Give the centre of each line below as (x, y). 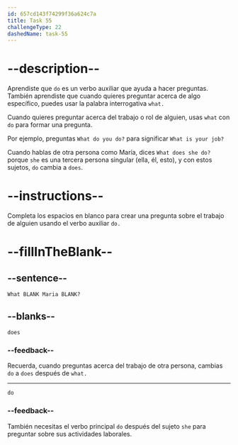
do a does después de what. (47, 373)
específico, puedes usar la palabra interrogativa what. (86, 104)
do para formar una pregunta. (50, 125)
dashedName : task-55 (38, 34)
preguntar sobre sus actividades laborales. (70, 434)
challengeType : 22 (34, 27)
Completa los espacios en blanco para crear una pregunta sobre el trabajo (116, 216)
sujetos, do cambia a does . (45, 167)
